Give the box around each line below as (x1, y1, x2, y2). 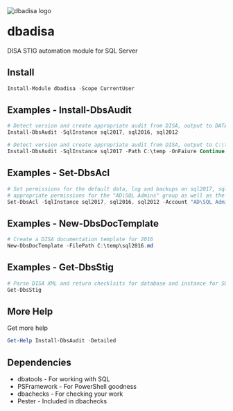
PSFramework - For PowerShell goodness (17, 383, 137, 390)
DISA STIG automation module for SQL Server (7, 46, 138, 55)
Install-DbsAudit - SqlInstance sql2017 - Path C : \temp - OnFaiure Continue (7, 148, 225, 155)
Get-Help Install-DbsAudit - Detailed (7, 338, 116, 344)
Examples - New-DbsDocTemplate (7, 218, 159, 229)
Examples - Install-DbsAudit (7, 104, 132, 116)
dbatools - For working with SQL (17, 375, 110, 383)
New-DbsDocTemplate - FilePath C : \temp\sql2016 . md (7, 243, 154, 250)
